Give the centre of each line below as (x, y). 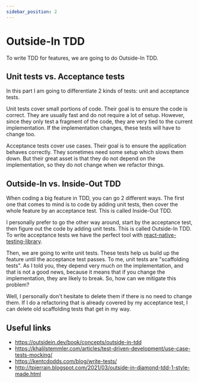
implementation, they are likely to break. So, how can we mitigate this (91, 278)
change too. (21, 134)
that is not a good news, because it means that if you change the (86, 272)
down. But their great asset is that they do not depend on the (81, 158)
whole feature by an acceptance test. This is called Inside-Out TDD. (89, 211)
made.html (28, 374)
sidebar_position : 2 (32, 12)
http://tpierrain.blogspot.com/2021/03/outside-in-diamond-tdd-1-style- (102, 367)
